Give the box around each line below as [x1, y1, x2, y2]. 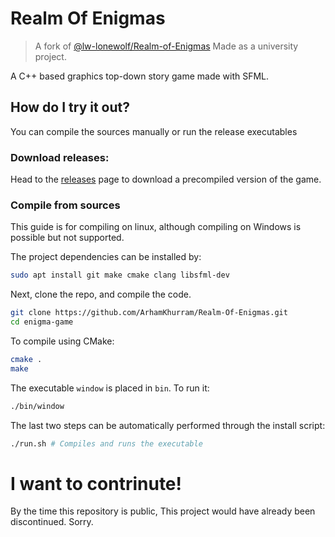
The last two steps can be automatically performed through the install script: [10, 419, 326, 431]
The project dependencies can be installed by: [10, 251, 202, 263]
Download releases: [10, 150, 110, 164]
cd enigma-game [10, 317, 74, 327]
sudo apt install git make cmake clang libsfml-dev [10, 270, 230, 281]
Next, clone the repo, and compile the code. [10, 288, 192, 301]
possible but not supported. [10, 232, 125, 244]
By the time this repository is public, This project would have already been [10, 505, 316, 517]
